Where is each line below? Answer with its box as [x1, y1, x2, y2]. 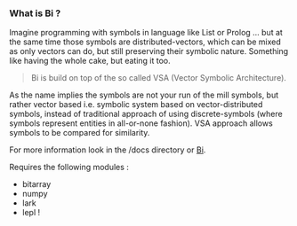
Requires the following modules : [9, 162, 129, 173]
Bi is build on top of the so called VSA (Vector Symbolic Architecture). [30, 73, 287, 83]
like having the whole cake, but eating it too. [9, 56, 171, 66]
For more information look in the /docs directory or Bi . [9, 144, 206, 155]
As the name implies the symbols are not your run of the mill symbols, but [9, 90, 279, 100]
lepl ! [21, 207, 41, 218]
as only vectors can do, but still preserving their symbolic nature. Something [9, 46, 289, 57]
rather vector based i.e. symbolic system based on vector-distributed [9, 99, 263, 110]
